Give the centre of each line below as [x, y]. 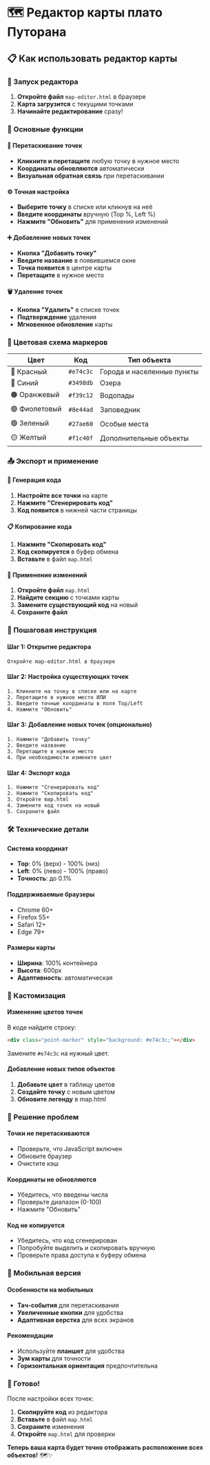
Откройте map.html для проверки [66, 1434]
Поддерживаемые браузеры [51, 894]
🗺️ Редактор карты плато [85, 13]
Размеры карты [31, 948]
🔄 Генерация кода [34, 480]
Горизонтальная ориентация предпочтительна [87, 1365]
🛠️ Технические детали [48, 830]
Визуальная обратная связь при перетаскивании [91, 176]
